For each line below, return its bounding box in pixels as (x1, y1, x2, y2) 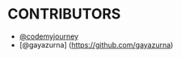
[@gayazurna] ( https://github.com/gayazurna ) (19, 39, 174, 49)
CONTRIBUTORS (7, 5, 121, 23)
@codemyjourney (19, 31, 78, 41)
